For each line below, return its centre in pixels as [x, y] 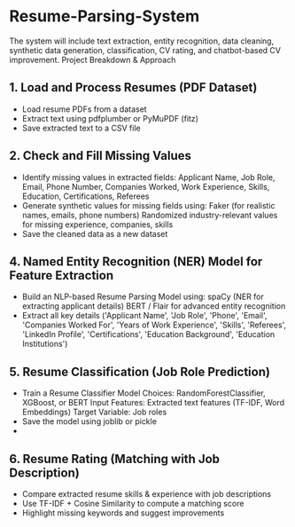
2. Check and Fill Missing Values [101, 156]
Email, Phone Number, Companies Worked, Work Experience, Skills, [146, 186]
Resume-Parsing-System [105, 16]
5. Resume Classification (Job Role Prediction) [140, 371]
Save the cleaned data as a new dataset [95, 233]
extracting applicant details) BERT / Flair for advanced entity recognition [154, 306]
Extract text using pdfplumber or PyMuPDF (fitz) [110, 118]
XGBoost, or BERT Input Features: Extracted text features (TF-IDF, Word [153, 403]
